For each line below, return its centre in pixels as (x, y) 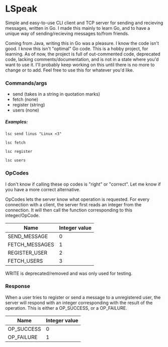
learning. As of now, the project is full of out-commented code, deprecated (83, 54)
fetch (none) (25, 99)
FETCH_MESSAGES (31, 244)
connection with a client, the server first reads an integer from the (73, 204)
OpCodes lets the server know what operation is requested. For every (77, 199)
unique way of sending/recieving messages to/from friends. (67, 33)
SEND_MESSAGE (28, 236)
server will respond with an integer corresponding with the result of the (79, 303)
